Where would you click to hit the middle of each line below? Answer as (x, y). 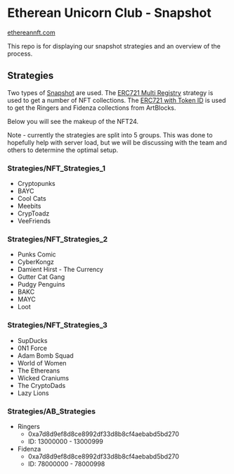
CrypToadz (33, 213)
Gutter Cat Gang (41, 277)
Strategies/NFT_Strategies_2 (58, 239)
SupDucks (32, 340)
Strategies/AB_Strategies (52, 411)
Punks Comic (37, 254)
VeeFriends (34, 221)
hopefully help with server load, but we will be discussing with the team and (117, 142)
